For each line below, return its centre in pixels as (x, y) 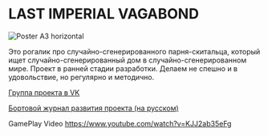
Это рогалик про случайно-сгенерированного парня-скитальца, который (134, 51)
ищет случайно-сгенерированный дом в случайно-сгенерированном (128, 60)
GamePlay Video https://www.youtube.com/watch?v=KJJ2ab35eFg (120, 123)
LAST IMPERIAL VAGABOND (104, 14)
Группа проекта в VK (44, 92)
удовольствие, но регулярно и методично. (81, 77)
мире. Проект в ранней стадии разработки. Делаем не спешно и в (123, 68)
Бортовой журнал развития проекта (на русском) (93, 108)
